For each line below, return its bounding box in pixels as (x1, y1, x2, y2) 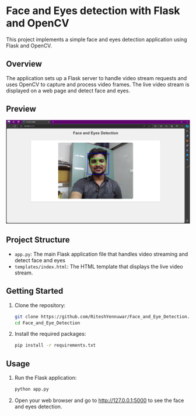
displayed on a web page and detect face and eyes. (6, 87, 130, 94)
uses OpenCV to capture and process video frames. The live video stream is (6, 81, 190, 88)
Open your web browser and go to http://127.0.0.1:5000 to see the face (14, 397, 184, 404)
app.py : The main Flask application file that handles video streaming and (14, 250, 188, 257)
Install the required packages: (14, 331, 86, 338)
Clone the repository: (14, 301, 66, 308)
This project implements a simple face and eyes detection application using (6, 36, 187, 43)
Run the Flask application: (14, 374, 77, 381)
